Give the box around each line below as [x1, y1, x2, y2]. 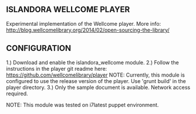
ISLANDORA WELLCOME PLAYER [6, 5, 130, 15]
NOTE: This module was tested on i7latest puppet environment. [6, 101, 159, 108]
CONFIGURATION [6, 43, 72, 53]
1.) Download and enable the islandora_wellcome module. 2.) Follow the [6, 58, 179, 66]
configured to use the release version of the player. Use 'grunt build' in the [6, 77, 186, 84]
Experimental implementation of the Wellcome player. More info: [6, 20, 161, 27]
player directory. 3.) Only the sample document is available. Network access [6, 84, 191, 91]
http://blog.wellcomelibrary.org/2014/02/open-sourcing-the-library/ [6, 26, 170, 33]
